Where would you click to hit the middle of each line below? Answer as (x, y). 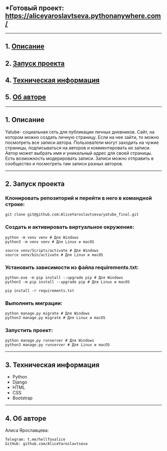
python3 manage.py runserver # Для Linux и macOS (58, 345)
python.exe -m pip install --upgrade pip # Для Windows (64, 278)
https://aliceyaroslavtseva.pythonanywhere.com (83, 16)
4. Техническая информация (52, 80)
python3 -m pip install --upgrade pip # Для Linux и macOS (68, 282)
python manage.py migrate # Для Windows (48, 314)
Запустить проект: (29, 331)
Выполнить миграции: (34, 303)
